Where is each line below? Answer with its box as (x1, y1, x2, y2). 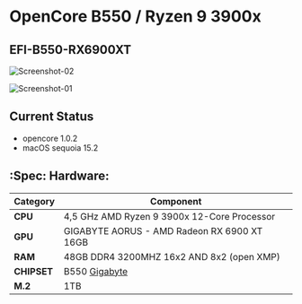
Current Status (9, 109, 94, 125)
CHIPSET (13, 265, 54, 277)
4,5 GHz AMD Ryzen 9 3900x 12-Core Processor (63, 210, 276, 222)
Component (149, 195, 202, 207)
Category (13, 195, 56, 207)
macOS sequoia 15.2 (22, 142, 99, 153)
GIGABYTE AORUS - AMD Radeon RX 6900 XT (63, 224, 263, 237)
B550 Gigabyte (63, 265, 129, 277)
